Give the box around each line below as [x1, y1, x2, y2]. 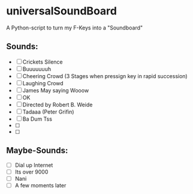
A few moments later [14, 181, 67, 189]
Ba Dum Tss [22, 115, 53, 123]
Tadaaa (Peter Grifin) [22, 108, 74, 115]
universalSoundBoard [6, 4, 117, 18]
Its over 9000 [14, 168, 49, 175]
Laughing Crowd [22, 79, 64, 86]
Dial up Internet [14, 161, 53, 169]
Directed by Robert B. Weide [22, 101, 93, 108]
